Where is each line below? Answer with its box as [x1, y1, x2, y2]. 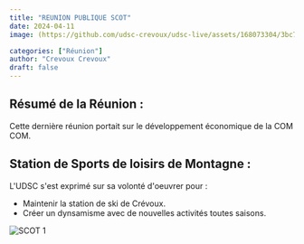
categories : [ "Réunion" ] [9, 46, 103, 55]
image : [9, 30, 34, 39]
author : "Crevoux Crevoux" [9, 55, 111, 64]
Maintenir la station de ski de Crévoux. [22, 198, 166, 209]
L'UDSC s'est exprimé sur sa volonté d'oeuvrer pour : [9, 180, 208, 191]
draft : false [9, 63, 59, 72]
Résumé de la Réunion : [9, 97, 144, 112]
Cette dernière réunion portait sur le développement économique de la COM [9, 120, 294, 131]
